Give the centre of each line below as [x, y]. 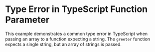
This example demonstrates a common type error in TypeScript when [77, 33]
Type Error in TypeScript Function [77, 9]
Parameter [27, 20]
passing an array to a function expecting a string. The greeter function [78, 39]
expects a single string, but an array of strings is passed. [64, 44]
